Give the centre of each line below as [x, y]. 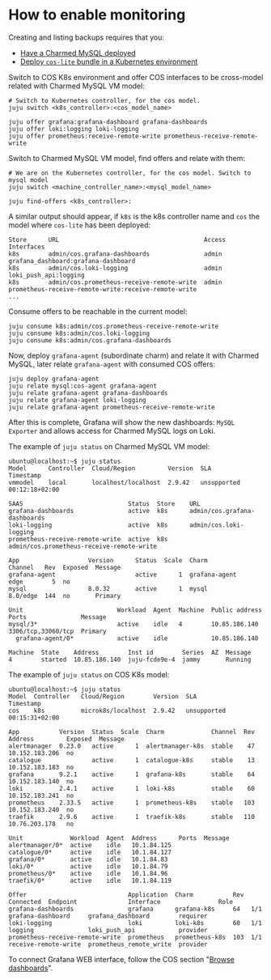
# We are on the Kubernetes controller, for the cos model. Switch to [130, 173]
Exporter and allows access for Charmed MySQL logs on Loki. [112, 431]
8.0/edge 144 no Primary [65, 596]
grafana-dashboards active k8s [88, 511]
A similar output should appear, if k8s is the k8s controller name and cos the [134, 216]
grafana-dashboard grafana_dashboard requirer [108, 916]
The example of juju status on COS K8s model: [89, 674]
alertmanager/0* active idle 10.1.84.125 [90, 845]
